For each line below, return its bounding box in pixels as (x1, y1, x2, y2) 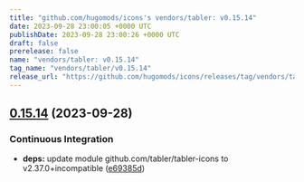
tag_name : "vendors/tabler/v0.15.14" (9, 64, 152, 73)
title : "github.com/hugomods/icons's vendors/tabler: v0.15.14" (9, 13, 257, 23)
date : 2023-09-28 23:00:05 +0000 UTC (9, 22, 152, 31)
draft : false (9, 38, 59, 48)
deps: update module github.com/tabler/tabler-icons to (22, 153, 229, 164)
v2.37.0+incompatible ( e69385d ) (22, 163, 146, 174)
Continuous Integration (9, 133, 114, 146)
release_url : (9, 72, 59, 81)
